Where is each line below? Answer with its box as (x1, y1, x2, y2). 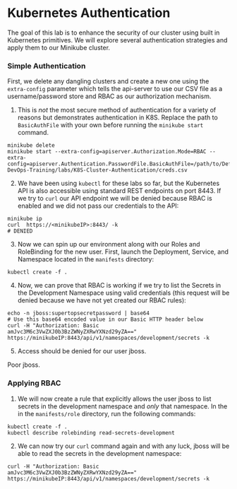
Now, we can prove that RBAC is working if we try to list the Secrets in (17, 281, 221, 290)
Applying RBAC (7, 378, 61, 388)
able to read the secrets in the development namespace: (17, 449, 182, 457)
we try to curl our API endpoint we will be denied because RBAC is (17, 194, 213, 203)
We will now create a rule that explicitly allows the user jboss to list (17, 394, 212, 403)
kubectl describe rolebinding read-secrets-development (7, 429, 175, 436)
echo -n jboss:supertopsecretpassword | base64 (7, 310, 150, 317)
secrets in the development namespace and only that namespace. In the (17, 401, 228, 411)
